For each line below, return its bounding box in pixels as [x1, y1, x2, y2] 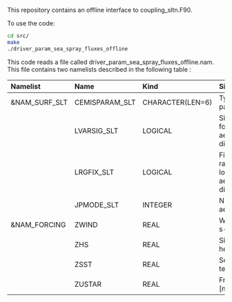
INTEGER [142, 200, 173, 210]
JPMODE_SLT [74, 200, 119, 210]
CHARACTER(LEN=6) [142, 97, 213, 107]
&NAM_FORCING [10, 220, 66, 230]
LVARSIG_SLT [74, 125, 119, 135]
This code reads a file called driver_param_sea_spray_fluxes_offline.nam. [7, 58, 215, 66]
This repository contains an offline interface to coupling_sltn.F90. [7, 6, 193, 14]
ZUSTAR [74, 279, 102, 289]
